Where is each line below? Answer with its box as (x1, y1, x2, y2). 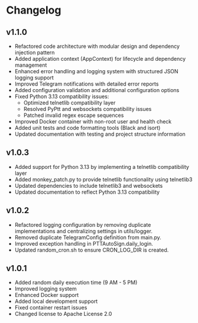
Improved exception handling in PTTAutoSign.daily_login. (14, 240, 154, 247)
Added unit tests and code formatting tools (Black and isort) (14, 125, 161, 131)
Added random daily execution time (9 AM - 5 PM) (14, 279, 138, 286)
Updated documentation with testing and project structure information (14, 130, 186, 138)
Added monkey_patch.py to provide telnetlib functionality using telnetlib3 (14, 175, 193, 183)
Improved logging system (14, 285, 77, 292)
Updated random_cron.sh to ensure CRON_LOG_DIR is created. (14, 246, 169, 253)
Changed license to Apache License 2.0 (14, 311, 112, 318)
